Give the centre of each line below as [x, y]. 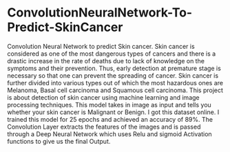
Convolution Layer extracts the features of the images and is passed [104, 127]
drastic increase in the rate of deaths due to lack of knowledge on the [106, 61]
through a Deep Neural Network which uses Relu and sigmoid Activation [109, 134]
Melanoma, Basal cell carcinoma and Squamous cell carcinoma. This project [115, 90]
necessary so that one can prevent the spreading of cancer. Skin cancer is [113, 75]
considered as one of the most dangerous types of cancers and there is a [112, 54]
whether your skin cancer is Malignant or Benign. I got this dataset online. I [113, 112]
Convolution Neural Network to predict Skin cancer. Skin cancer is [101, 46]
